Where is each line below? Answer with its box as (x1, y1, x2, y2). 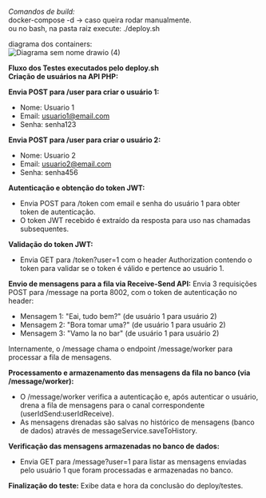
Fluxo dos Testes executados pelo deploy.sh (8, 63, 160, 73)
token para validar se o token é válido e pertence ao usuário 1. (19, 264, 225, 273)
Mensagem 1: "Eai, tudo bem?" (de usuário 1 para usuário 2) (19, 312, 217, 321)
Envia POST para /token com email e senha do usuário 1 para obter (19, 199, 240, 208)
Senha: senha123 (19, 120, 77, 129)
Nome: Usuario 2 (19, 151, 76, 160)
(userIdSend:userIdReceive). (19, 409, 114, 418)
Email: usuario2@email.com (19, 159, 112, 169)
